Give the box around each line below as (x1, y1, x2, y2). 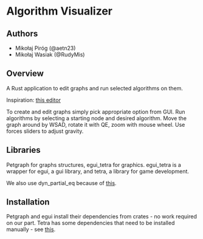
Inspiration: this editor (6, 96, 61, 104)
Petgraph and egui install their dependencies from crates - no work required (6, 213, 198, 220)
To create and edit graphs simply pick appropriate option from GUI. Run (6, 108, 185, 115)
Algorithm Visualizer (6, 4, 113, 18)
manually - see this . (6, 226, 56, 233)
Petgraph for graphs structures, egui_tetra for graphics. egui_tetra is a (6, 161, 181, 168)
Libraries (6, 145, 41, 155)
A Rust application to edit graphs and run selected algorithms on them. (6, 84, 184, 92)
